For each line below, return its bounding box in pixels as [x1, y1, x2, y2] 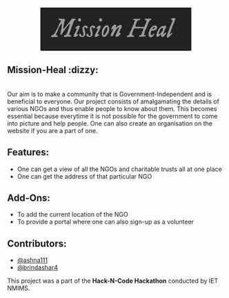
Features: [7, 146, 50, 159]
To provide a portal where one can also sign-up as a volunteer [17, 218, 195, 226]
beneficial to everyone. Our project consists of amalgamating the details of [7, 97, 219, 106]
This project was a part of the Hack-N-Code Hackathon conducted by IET [7, 277, 219, 285]
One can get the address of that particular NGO [17, 172, 152, 180]
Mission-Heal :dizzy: [7, 64, 99, 76]
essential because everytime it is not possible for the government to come [7, 112, 218, 120]
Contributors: [7, 237, 67, 249]
